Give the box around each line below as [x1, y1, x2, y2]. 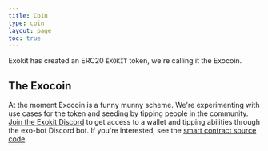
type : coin [8, 19, 45, 27]
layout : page [8, 26, 52, 34]
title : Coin [8, 11, 48, 20]
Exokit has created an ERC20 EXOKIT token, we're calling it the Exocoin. [8, 56, 242, 66]
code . [8, 134, 28, 144]
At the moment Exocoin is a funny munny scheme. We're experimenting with [8, 101, 260, 110]
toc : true [8, 34, 42, 42]
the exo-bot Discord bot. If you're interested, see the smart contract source [8, 125, 257, 136]
